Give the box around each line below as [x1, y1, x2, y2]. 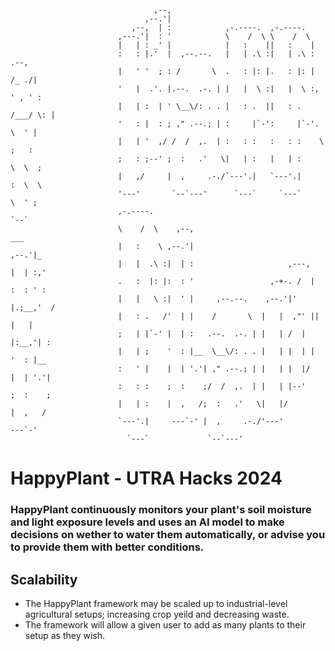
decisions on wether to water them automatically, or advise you [10, 528, 326, 542]
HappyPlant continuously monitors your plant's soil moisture [10, 503, 312, 517]
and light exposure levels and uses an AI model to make [10, 515, 285, 529]
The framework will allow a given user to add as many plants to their [24, 618, 307, 631]
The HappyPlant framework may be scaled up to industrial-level [24, 597, 288, 609]
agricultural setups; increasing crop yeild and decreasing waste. [24, 608, 290, 620]
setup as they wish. [24, 629, 106, 641]
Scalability [10, 571, 78, 588]
